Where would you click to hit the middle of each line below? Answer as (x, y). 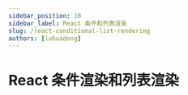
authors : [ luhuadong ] (45, 38)
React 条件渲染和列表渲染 (94, 81)
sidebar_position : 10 (45, 16)
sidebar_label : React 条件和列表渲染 (68, 23)
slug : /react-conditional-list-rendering (79, 31)
